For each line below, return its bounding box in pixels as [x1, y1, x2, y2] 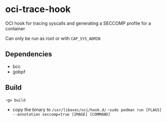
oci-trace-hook [5, 4, 71, 15]
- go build [5, 97, 26, 103]
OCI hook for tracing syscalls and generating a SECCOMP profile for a [5, 20, 151, 26]
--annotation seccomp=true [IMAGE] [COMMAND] [12, 112, 110, 117]
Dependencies [5, 50, 52, 58]
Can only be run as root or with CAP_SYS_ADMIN [5, 35, 101, 41]
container [5, 25, 25, 31]
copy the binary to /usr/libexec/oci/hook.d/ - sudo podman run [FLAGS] [12, 106, 162, 112]
